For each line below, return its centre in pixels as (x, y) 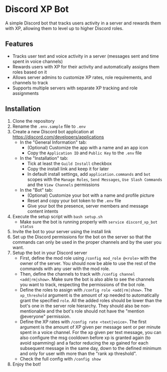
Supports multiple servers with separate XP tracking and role (75, 88)
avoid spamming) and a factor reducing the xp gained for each (84, 343)
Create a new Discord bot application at (53, 131)
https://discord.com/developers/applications (58, 137)
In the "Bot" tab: (36, 190)
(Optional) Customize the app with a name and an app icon (88, 147)
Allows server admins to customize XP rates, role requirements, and (82, 77)
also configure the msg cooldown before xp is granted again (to (85, 338)
